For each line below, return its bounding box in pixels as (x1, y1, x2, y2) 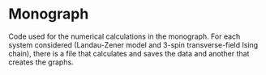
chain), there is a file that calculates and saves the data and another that (8, 48, 250, 58)
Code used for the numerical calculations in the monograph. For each (8, 31, 241, 41)
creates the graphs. (8, 57, 75, 67)
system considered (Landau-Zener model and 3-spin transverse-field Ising (8, 40, 259, 49)
